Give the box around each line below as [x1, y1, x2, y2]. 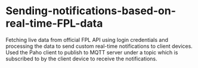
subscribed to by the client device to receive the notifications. [5, 55, 157, 62]
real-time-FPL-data [5, 17, 103, 30]
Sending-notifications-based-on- [5, 4, 177, 18]
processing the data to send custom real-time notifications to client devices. [5, 43, 193, 50]
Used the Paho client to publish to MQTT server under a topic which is [5, 48, 178, 56]
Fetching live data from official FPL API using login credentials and [5, 36, 168, 43]
